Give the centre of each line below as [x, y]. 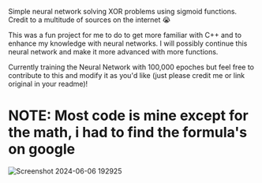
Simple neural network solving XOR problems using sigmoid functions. [123, 11]
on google [42, 149]
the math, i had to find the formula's [127, 133]
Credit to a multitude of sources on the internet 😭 [90, 20]
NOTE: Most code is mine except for [128, 116]
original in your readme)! [48, 84]
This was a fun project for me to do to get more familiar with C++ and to [125, 35]
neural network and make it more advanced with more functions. [113, 52]
